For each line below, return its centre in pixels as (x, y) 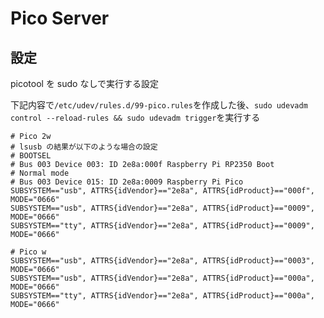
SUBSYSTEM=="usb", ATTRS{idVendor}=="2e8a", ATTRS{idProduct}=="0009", (162, 208)
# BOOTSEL (31, 156)
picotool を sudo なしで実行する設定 (85, 83)
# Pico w (28, 252)
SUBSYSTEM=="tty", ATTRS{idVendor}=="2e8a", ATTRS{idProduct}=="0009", (162, 226)
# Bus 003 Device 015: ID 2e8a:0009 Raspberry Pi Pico (127, 182)
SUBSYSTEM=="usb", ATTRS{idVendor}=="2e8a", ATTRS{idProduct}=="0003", (162, 261)
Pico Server (60, 18)
